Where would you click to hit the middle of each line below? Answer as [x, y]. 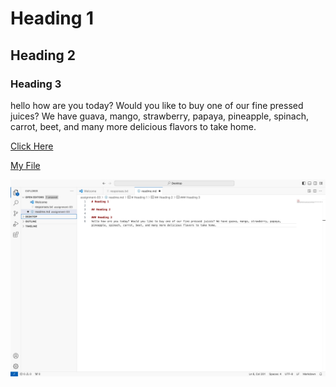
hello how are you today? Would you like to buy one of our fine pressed [157, 105]
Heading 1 [52, 18]
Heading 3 [36, 84]
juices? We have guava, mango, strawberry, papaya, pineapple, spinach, [159, 116]
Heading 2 [43, 55]
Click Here [32, 146]
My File [25, 165]
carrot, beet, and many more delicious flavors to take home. [133, 126]
